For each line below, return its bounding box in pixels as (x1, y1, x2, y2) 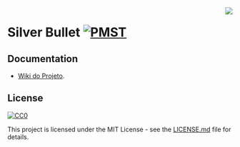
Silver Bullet (7, 24, 81, 41)
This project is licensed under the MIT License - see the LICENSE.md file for (7, 125, 231, 133)
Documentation (7, 53, 79, 65)
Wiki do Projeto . (17, 71, 65, 80)
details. (7, 132, 29, 141)
